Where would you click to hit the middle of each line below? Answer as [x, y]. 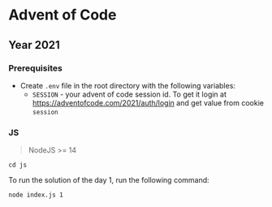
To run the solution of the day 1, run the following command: [109, 180]
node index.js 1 [36, 195]
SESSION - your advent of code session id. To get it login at [130, 94]
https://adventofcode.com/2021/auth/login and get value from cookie [148, 102]
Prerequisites [35, 68]
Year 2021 [35, 45]
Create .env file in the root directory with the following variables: [127, 85]
